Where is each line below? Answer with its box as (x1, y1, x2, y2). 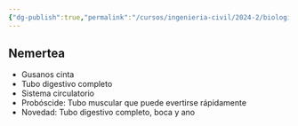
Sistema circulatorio (20, 88, 95, 98)
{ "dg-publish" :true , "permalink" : (8, 12, 133, 22)
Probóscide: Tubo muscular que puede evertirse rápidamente (20, 98, 246, 108)
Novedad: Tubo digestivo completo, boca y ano (20, 107, 196, 118)
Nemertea (8, 46, 66, 61)
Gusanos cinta (20, 69, 75, 80)
